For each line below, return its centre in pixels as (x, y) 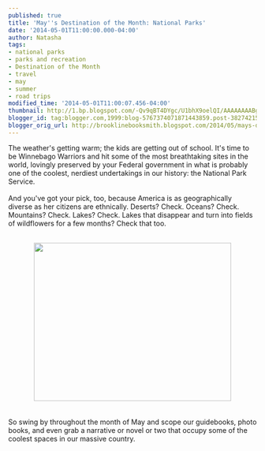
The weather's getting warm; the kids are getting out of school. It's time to (129, 147)
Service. (22, 181)
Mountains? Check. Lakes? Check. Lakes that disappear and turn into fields (131, 214)
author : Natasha (35, 37)
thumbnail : (26, 111)
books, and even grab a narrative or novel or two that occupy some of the (128, 430)
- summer (22, 89)
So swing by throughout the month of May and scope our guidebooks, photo (132, 422)
